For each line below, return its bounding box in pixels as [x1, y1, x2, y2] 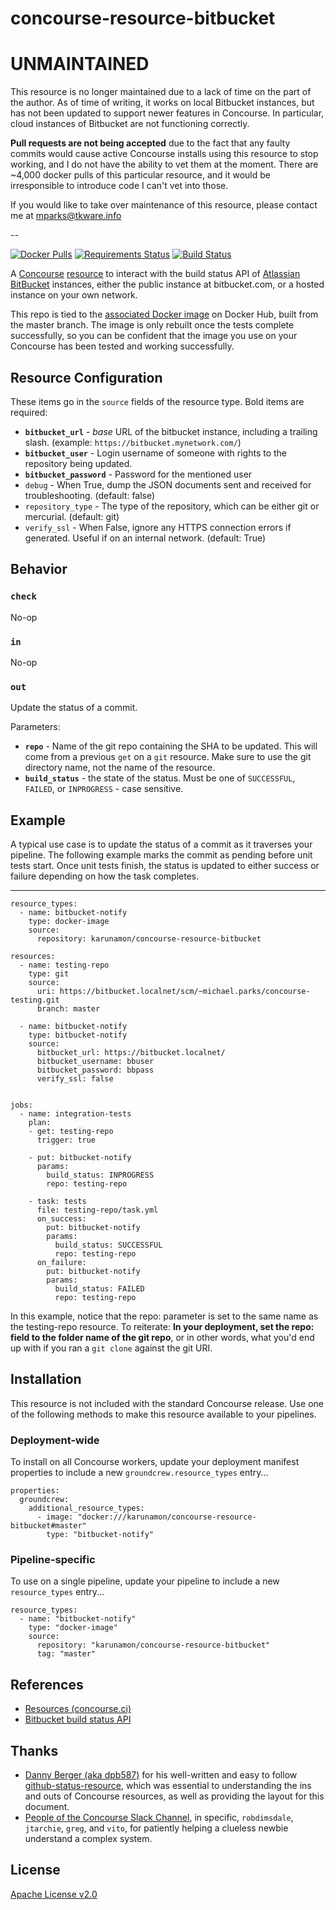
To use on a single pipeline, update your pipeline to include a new [10, 1575, 280, 1587]
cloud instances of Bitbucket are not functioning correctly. [10, 118, 250, 130]
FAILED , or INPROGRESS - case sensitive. [24, 783, 184, 795]
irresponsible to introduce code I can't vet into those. [10, 180, 229, 192]
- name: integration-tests [19, 1109, 132, 1119]
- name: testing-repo [19, 960, 110, 971]
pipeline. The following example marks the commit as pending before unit [10, 849, 313, 861]
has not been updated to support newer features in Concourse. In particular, [10, 107, 325, 119]
